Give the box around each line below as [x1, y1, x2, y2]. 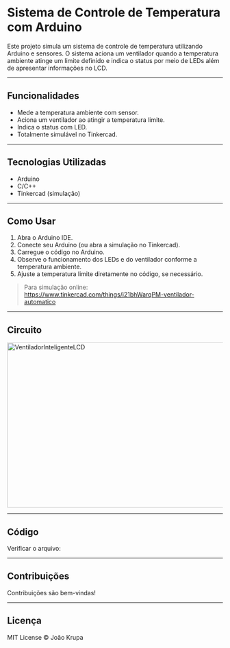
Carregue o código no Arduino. [16, 248, 105, 256]
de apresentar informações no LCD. [7, 64, 108, 72]
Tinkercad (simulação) [16, 189, 81, 197]
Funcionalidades [7, 90, 80, 102]
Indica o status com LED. [16, 123, 88, 131]
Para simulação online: [23, 283, 88, 292]
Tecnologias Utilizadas [7, 156, 107, 169]
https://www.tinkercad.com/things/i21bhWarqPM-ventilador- [23, 290, 195, 299]
